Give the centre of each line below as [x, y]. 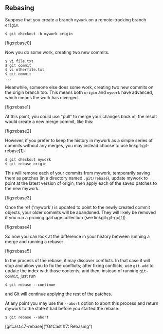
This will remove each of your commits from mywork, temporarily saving [77, 173]
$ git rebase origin [26, 164]
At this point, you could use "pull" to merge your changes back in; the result [81, 116]
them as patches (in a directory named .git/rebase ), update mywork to [77, 178]
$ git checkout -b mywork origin [39, 34]
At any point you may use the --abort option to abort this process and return [82, 303]
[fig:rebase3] [18, 198]
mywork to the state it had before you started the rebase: [62, 308]
